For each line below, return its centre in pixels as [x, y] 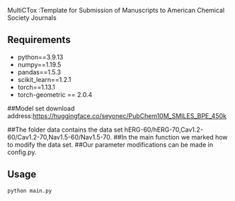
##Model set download [41, 108]
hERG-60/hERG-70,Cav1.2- [164, 130]
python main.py [30, 190]
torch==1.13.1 [36, 87]
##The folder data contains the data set [65, 130]
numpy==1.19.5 [39, 64]
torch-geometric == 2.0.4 [55, 94]
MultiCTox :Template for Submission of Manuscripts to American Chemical [116, 10]
